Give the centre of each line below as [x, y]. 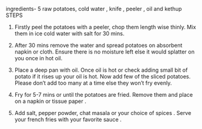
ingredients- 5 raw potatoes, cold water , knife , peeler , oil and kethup [94, 9]
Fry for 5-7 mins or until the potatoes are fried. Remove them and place [103, 95]
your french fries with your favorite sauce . [68, 119]
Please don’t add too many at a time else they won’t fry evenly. [93, 83]
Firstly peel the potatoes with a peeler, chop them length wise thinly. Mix [105, 27]
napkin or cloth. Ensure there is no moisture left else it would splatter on [105, 52]
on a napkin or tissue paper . [50, 101]
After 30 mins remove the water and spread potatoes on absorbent [99, 45]
